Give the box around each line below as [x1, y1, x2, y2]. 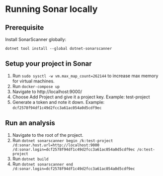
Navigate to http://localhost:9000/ [12, 88, 82, 94]
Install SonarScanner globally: [5, 36, 67, 42]
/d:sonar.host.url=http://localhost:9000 [12, 143, 99, 148]
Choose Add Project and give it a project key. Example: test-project [12, 93, 150, 100]
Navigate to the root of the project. [12, 132, 83, 138]
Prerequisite [5, 23, 44, 32]
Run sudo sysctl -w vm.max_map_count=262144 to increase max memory [12, 73, 159, 79]
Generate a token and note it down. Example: [12, 99, 105, 105]
